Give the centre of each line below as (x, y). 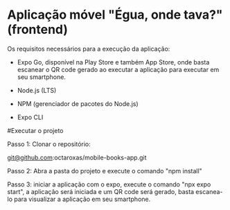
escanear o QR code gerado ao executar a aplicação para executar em (118, 69)
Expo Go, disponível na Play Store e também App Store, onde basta (113, 62)
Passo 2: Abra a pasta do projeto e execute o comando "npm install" (105, 170)
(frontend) (37, 29)
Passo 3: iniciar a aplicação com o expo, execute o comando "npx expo (109, 184)
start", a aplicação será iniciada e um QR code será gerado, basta (101, 191)
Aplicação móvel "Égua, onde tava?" (115, 15)
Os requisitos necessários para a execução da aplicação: (89, 49)
